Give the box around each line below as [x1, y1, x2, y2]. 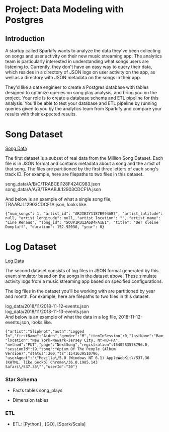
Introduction [5, 34, 45, 43]
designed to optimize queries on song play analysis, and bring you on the [5, 90, 157, 95]
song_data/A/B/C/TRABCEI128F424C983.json [5, 180, 101, 187]
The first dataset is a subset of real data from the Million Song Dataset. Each [5, 155, 163, 161]
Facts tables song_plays [12, 387, 63, 394]
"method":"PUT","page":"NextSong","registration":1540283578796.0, [5, 342, 150, 347]
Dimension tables [12, 397, 49, 403]
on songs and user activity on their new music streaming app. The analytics [5, 53, 162, 59]
